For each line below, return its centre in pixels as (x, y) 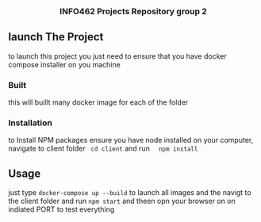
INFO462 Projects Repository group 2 (133, 11)
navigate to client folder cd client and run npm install (103, 148)
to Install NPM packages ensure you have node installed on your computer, (131, 140)
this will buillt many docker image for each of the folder (98, 102)
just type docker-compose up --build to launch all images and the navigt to (130, 193)
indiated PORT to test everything (61, 209)
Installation (31, 123)
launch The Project (56, 37)
